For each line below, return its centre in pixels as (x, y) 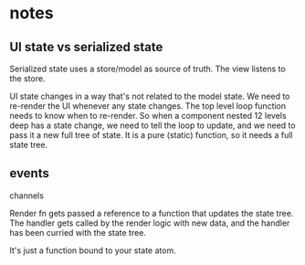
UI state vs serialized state (86, 47)
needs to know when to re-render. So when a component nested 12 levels (148, 116)
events (30, 173)
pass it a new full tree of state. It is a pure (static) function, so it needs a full (151, 135)
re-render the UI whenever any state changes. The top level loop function (148, 106)
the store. (27, 79)
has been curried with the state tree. (78, 232)
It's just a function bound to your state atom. (93, 250)
